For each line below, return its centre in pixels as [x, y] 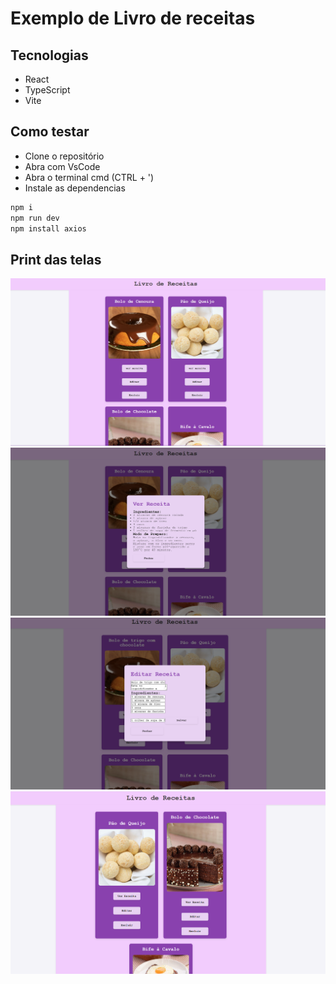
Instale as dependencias [75, 188]
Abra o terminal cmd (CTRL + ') [89, 177]
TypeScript [47, 90]
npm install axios [48, 228]
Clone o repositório [64, 156]
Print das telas [56, 259]
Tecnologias [49, 55]
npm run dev [35, 218]
